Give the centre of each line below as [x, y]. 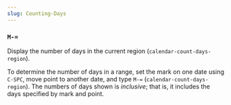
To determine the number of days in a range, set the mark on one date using [116, 71]
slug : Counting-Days [37, 13]
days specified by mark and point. [56, 93]
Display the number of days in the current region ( [78, 51]
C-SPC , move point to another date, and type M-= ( [77, 79]
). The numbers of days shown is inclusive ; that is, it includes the [118, 86]
